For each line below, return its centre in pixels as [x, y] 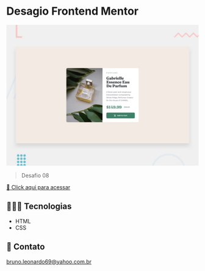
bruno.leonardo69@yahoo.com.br [49, 261]
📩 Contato [26, 247]
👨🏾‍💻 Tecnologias [39, 207]
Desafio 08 [35, 176]
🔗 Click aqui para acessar [38, 187]
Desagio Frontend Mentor [73, 11]
